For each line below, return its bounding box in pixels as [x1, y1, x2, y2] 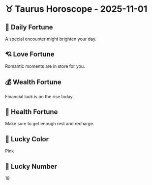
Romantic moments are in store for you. [5, 63, 85, 69]
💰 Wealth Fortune [5, 78, 61, 86]
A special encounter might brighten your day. [5, 36, 97, 42]
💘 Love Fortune [5, 50, 55, 58]
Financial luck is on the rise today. [5, 93, 74, 99]
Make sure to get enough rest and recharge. [5, 121, 94, 127]
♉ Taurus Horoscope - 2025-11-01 [5, 3, 148, 15]
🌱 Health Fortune [5, 108, 58, 116]
